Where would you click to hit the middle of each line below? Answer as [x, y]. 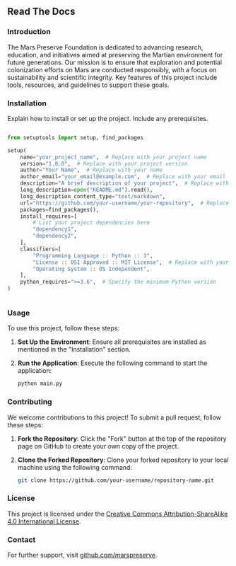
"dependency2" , [55, 236]
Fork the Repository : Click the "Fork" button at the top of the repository [122, 439]
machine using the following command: [75, 467]
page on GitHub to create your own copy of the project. [98, 446]
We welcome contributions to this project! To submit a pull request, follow [114, 417]
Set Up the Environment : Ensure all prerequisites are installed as [112, 342]
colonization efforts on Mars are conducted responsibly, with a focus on [112, 69]
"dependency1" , [55, 229]
